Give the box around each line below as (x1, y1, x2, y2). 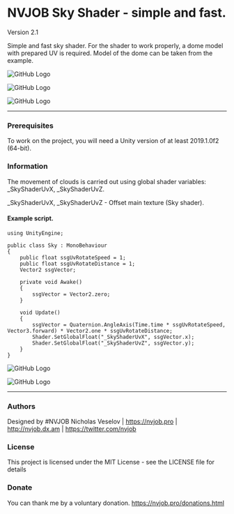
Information (7, 162, 48, 172)
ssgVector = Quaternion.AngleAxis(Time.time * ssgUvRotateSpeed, (32, 321, 226, 328)
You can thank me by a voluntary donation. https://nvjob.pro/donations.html (7, 499, 225, 507)
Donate (7, 483, 33, 492)
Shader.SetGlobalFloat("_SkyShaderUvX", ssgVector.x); (32, 333, 195, 340)
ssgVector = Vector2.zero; (32, 291, 111, 298)
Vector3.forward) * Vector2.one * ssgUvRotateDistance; (7, 327, 173, 334)
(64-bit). (7, 144, 31, 153)
